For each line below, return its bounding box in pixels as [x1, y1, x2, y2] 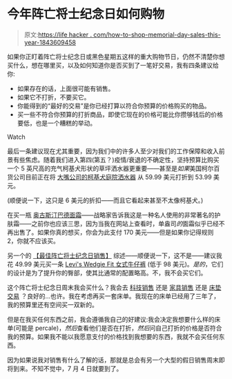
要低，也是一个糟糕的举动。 [17, 119, 97, 127]
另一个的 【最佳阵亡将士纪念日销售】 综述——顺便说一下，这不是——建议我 [7, 251, 222, 260]
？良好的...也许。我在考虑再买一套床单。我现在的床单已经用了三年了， [20, 291, 220, 300]
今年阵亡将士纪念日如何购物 [7, 6, 165, 22]
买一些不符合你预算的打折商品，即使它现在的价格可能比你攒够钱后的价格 [17, 110, 223, 118]
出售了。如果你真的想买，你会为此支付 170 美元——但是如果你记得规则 [12, 228, 214, 236]
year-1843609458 [23, 38, 76, 46]
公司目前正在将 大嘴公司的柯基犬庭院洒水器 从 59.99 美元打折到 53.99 [12, 173, 212, 181]
